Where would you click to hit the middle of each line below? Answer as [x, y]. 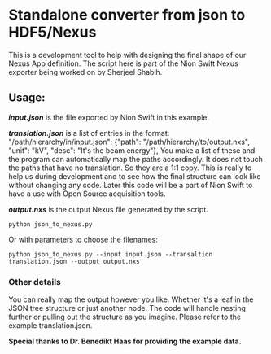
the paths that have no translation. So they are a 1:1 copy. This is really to [130, 168]
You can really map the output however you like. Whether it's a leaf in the [131, 299]
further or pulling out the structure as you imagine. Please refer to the [125, 317]
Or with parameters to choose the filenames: [83, 239]
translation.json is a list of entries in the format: [89, 133]
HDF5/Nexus [52, 32]
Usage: [27, 98]
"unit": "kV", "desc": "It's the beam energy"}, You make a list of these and [132, 150]
